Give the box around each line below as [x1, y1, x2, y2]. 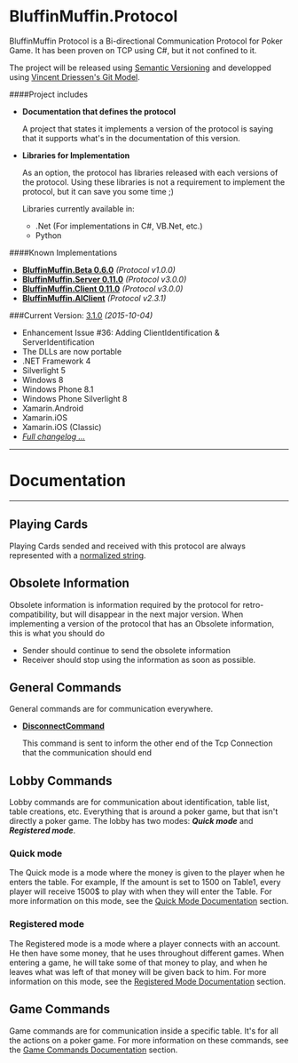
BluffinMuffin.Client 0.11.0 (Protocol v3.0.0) [21, 283, 184, 294]
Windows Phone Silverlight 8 [21, 393, 128, 404]
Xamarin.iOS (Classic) [21, 421, 102, 432]
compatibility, [9, 609, 59, 619]
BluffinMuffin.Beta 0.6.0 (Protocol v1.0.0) [21, 264, 176, 275]
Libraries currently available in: [21, 203, 135, 214]
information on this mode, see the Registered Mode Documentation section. [9, 976, 286, 987]
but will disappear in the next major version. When [60, 609, 244, 619]
